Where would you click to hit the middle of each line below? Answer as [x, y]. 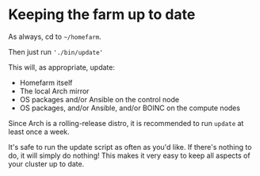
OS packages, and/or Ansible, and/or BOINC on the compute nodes [130, 108]
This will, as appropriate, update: [61, 67]
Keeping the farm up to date [102, 15]
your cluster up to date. [46, 163]
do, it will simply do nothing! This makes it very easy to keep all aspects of [130, 155]
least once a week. [39, 132]
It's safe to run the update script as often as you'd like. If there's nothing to [130, 147]
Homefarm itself [46, 82]
